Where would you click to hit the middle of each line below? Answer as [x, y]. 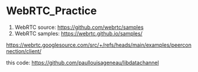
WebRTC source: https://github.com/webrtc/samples [79, 27]
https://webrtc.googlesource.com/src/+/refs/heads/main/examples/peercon [99, 45]
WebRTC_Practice [51, 11]
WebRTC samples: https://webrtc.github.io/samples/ [79, 33]
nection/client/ [24, 51]
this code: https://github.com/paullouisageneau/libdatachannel [83, 63]
